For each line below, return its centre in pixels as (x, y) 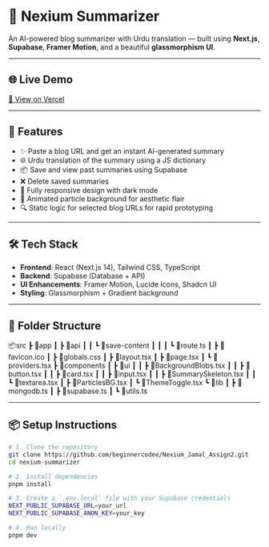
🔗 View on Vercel (36, 99)
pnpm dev (23, 535)
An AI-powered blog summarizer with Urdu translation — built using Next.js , (134, 38)
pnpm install (30, 484)
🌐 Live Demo (41, 80)
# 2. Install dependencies (53, 477)
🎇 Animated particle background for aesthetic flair (102, 199)
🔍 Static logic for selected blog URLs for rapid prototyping (116, 207)
